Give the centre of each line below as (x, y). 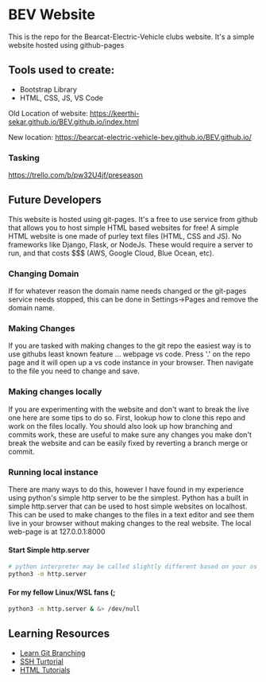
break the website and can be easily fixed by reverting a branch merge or (128, 442)
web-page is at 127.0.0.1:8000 (57, 532)
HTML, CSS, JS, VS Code (61, 98)
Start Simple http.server (49, 550)
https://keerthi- (115, 113)
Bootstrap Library (48, 89)
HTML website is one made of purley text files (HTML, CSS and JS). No (125, 236)
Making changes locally (55, 392)
